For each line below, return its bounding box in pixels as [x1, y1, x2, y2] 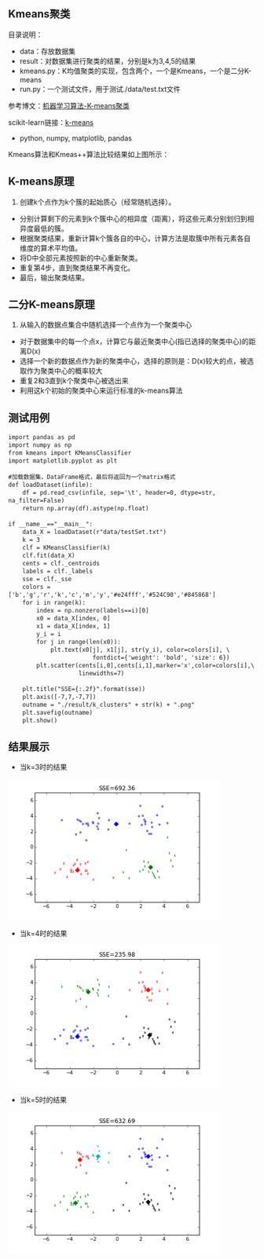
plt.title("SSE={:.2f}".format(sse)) [22, 686, 146, 694]
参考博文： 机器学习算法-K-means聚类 [8, 101, 130, 110]
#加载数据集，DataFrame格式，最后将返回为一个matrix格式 [8, 474, 176, 481]
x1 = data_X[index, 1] [36, 623, 111, 631]
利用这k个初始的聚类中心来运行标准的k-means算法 [19, 386, 183, 395]
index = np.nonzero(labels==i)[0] [36, 607, 149, 615]
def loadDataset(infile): [8, 481, 93, 489]
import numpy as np [8, 441, 72, 449]
